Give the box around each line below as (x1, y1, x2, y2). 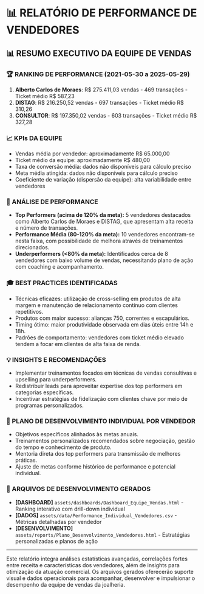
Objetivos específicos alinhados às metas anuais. (15, 431, 138, 438)
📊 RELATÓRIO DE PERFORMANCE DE (6, 6, 197, 20)
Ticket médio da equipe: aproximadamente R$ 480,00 (15, 157, 151, 164)
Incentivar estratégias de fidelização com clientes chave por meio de (15, 395, 188, 403)
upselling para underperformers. (15, 376, 97, 383)
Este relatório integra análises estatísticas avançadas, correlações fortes (6, 555, 188, 562)
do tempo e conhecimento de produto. (15, 444, 112, 451)
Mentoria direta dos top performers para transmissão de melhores (15, 450, 181, 458)
